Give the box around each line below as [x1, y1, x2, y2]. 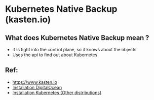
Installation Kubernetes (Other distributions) [12, 90, 102, 96]
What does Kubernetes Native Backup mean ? [5, 33, 150, 42]
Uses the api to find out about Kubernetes [12, 52, 98, 58]
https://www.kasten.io [12, 79, 58, 85]
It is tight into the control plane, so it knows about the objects [12, 47, 137, 52]
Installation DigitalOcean [12, 84, 62, 90]
